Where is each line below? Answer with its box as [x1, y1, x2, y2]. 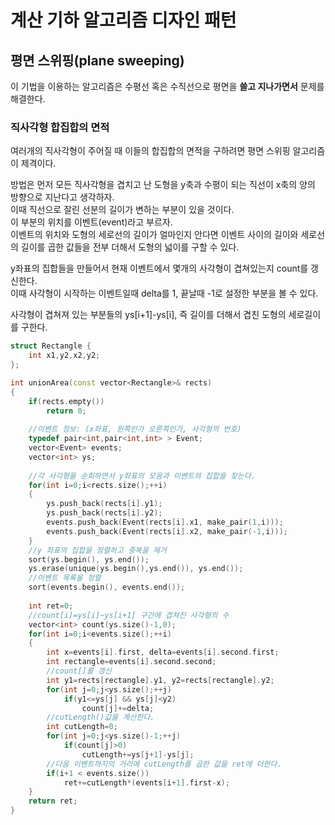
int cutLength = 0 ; [46, 722, 118, 732]
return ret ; [28, 796, 78, 806]
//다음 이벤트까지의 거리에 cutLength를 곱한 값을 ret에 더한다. [46, 759, 282, 769]
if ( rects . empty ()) [28, 396, 105, 406]
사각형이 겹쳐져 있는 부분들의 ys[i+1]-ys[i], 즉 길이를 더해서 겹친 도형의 [10, 309, 287, 321]
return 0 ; [46, 406, 87, 416]
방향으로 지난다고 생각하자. [10, 191, 115, 203]
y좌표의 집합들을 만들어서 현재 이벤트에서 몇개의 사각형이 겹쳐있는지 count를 [10, 262, 309, 275]
